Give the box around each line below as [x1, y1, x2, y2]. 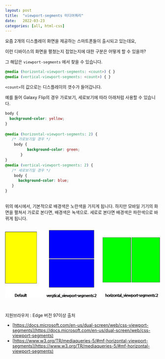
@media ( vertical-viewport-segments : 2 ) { [5, 162, 93, 168]
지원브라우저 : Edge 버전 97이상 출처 [5, 312, 76, 318]
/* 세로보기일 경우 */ [11, 168, 51, 173]
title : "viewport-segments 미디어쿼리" [5, 13, 84, 18]
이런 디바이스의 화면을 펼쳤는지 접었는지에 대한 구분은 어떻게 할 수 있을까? [5, 49, 146, 54]
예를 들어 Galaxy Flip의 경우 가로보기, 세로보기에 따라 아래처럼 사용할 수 [5, 95, 142, 100]
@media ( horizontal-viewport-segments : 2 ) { [5, 131, 98, 137]
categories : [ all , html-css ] [5, 24, 65, 28]
